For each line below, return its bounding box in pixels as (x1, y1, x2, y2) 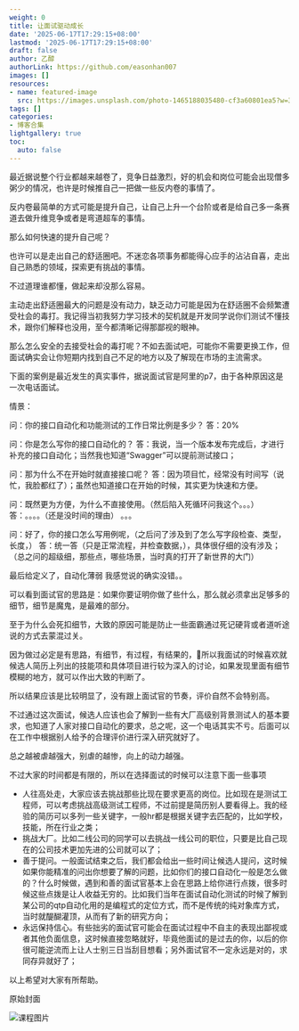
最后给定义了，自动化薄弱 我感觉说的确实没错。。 (9, 569, 187, 580)
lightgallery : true (9, 129, 82, 138)
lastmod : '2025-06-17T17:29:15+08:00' (9, 37, 153, 47)
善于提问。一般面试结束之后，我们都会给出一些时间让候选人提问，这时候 (21, 855, 287, 865)
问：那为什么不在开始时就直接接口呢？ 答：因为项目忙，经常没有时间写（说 (9, 469, 285, 479)
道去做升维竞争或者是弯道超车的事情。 (9, 212, 149, 223)
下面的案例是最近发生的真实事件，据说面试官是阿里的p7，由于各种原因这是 (9, 371, 284, 381)
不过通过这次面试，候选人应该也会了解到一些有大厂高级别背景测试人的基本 (9, 709, 282, 720)
